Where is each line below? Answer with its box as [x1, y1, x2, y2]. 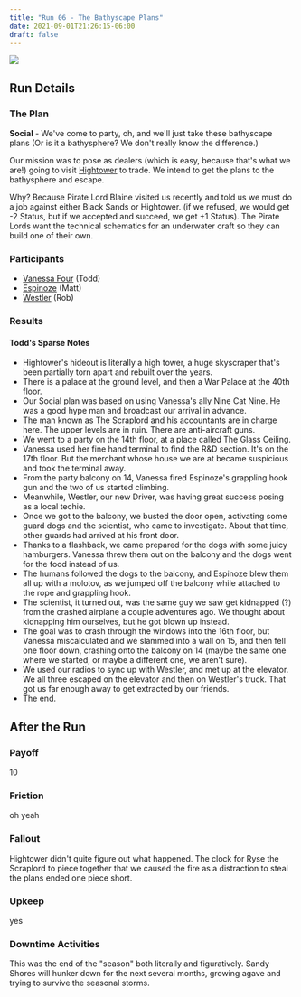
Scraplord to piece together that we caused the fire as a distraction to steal [9, 862, 289, 873]
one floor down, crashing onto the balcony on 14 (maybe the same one [22, 645, 287, 656]
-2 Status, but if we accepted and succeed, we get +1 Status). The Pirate [9, 211, 280, 222]
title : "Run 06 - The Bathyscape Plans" [9, 13, 165, 23]
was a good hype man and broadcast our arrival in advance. [22, 405, 247, 416]
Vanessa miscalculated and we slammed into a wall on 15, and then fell [22, 636, 287, 647]
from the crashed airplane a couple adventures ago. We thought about [22, 607, 286, 618]
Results [9, 315, 43, 328]
